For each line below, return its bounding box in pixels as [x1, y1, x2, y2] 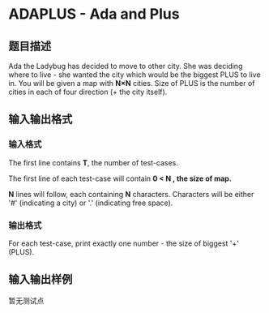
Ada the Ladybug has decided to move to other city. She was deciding [8, 62, 243, 71]
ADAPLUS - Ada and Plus [8, 5, 180, 24]
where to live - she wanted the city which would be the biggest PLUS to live [8, 70, 261, 79]
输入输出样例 [8, 272, 73, 286]
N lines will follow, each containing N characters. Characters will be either [8, 189, 254, 199]
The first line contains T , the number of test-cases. [8, 157, 178, 167]
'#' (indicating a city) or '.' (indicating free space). [8, 198, 173, 208]
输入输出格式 [8, 113, 73, 126]
